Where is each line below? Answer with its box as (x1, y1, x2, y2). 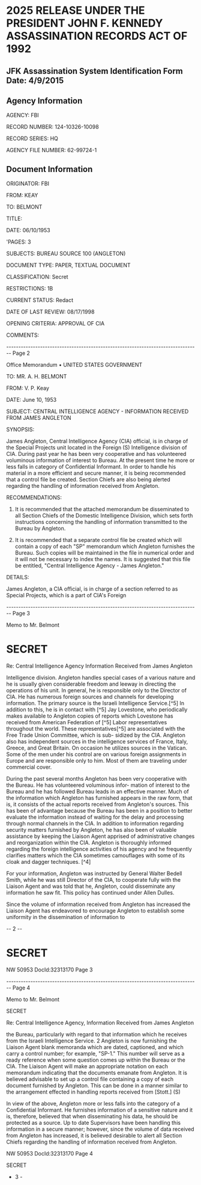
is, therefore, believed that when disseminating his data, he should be (6, 1113, 178, 1120)
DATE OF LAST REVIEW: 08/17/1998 (6, 308, 95, 316)
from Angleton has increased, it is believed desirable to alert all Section (6, 1132, 182, 1139)
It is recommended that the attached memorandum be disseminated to (14, 506, 190, 513)
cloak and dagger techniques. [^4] (6, 858, 91, 866)
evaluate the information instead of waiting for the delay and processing (6, 813, 184, 821)
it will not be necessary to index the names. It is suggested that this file (14, 556, 191, 563)
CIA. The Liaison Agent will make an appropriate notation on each (6, 1063, 169, 1070)
